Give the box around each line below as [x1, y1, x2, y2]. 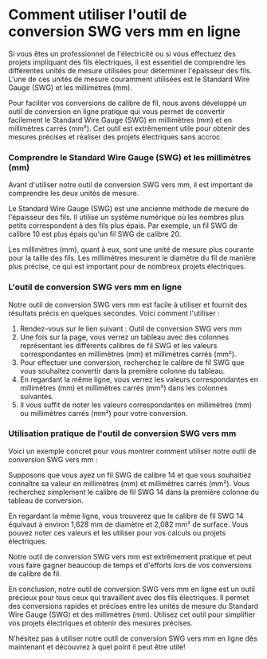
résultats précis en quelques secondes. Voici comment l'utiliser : [8, 308, 220, 318]
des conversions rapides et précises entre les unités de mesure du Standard [8, 601, 259, 610]
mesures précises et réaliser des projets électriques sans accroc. [8, 131, 223, 141]
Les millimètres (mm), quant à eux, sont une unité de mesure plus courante [8, 245, 254, 254]
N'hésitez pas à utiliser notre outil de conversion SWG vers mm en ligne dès [8, 634, 257, 643]
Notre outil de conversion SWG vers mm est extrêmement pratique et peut [8, 551, 253, 561]
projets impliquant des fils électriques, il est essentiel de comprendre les [8, 57, 246, 67]
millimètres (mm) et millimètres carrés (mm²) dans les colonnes [19, 382, 228, 392]
